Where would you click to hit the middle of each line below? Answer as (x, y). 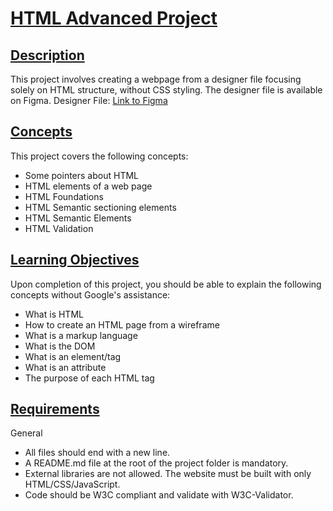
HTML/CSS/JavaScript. (72, 484)
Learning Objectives (75, 260)
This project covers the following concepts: (99, 156)
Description (47, 55)
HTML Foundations (64, 196)
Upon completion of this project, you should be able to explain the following (166, 284)
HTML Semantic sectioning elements (100, 207)
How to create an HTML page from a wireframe (122, 324)
